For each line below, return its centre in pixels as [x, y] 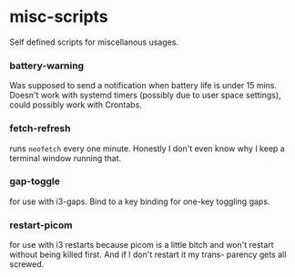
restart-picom [41, 225]
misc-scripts [59, 17]
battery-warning [47, 66]
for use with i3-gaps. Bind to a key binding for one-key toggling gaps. [140, 201]
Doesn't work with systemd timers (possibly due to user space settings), [145, 95]
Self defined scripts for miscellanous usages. [94, 42]
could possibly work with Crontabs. [76, 105]
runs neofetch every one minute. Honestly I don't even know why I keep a [147, 149]
